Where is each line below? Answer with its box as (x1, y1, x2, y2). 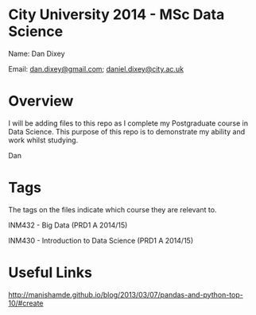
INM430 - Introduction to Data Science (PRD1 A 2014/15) (8, 235, 193, 245)
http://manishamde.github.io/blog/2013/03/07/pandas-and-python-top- (8, 290, 244, 299)
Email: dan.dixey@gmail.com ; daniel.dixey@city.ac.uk (8, 64, 184, 73)
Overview (8, 92, 74, 111)
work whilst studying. (8, 135, 79, 145)
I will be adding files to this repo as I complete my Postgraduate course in (8, 118, 249, 128)
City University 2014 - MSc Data (8, 6, 225, 24)
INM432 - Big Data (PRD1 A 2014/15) (8, 220, 128, 230)
